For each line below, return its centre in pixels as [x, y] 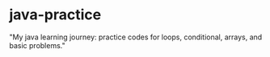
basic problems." [37, 45]
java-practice [55, 15]
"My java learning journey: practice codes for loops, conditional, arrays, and [136, 37]
